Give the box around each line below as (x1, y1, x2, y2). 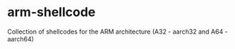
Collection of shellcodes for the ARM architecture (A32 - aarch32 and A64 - (7, 27, 228, 36)
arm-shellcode (7, 4, 96, 20)
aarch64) (7, 34, 34, 43)
